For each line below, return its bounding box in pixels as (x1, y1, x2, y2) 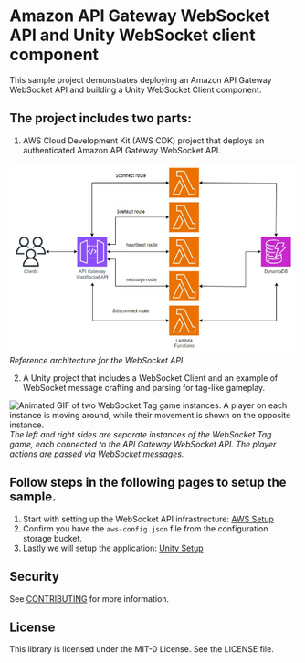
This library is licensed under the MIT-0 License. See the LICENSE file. (9, 644, 274, 655)
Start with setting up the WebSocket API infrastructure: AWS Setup (22, 513, 274, 524)
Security (9, 569, 59, 584)
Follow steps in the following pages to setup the (9, 475, 287, 490)
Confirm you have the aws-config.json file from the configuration (22, 522, 268, 534)
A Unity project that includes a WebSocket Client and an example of (22, 372, 279, 384)
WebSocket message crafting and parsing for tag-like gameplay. (22, 382, 266, 393)
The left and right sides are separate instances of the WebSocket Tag (9, 428, 272, 439)
